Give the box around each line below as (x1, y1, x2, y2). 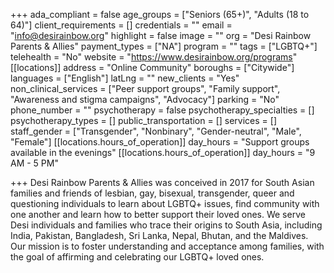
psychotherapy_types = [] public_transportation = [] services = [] (10, 115, 278, 126)
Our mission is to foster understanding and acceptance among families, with (10, 240, 325, 252)
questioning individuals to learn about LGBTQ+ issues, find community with (10, 198, 320, 209)
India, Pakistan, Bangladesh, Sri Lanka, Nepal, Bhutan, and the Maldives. (10, 230, 309, 241)
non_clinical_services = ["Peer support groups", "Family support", (10, 83, 281, 94)
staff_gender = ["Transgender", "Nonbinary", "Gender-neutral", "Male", (10, 125, 302, 137)
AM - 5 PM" (10, 157, 59, 169)
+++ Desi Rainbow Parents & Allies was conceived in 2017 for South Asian (10, 177, 315, 188)
